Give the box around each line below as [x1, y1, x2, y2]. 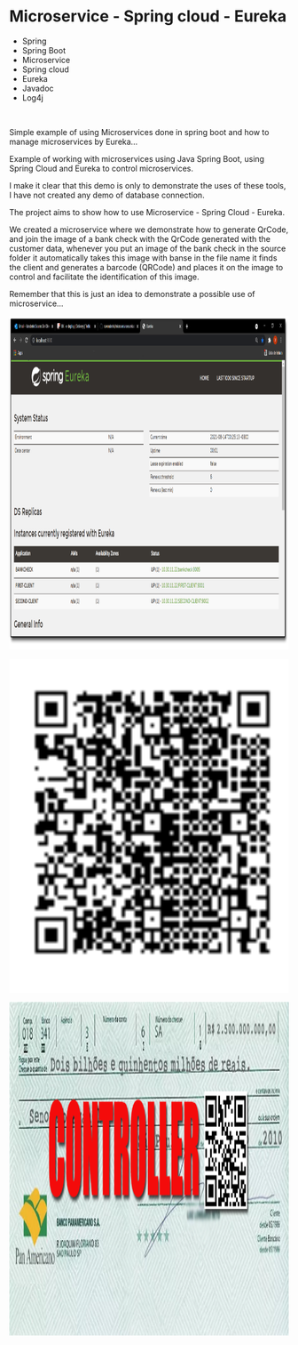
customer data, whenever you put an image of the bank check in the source [9, 243, 286, 254]
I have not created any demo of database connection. [9, 189, 206, 200]
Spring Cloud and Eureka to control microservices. [9, 163, 193, 173]
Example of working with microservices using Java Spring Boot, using [9, 153, 264, 164]
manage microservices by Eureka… [9, 136, 138, 147]
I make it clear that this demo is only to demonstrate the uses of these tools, [9, 180, 286, 190]
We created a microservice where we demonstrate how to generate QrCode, [9, 224, 289, 235]
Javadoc [21, 83, 55, 93]
